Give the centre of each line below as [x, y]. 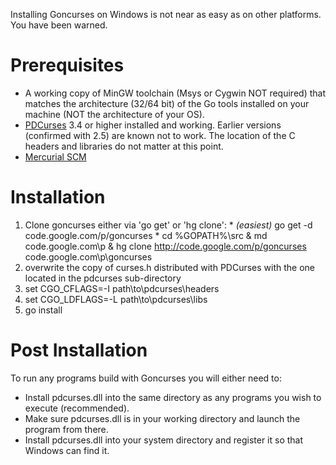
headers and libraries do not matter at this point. [124, 146]
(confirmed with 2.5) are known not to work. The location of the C [160, 135]
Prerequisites [67, 65]
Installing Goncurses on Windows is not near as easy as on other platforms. [166, 14]
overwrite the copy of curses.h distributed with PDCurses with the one [170, 267]
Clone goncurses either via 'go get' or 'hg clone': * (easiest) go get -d [168, 225]
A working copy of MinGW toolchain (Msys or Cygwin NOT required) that [175, 93]
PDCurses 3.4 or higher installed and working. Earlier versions [153, 125]
